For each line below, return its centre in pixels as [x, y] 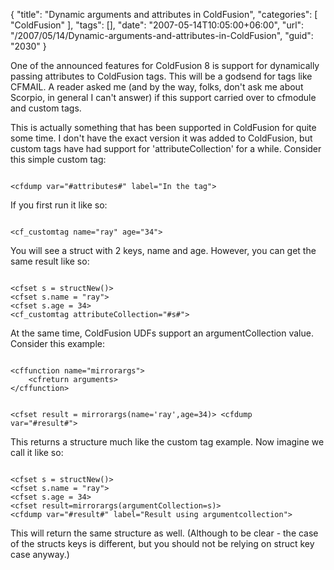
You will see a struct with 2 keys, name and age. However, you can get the [163, 250]
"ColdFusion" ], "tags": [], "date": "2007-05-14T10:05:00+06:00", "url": [157, 25]
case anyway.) [40, 554]
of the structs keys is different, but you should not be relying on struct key [162, 543]
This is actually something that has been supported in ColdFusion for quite [163, 127]
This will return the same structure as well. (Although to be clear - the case [164, 533]
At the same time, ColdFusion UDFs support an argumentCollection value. [162, 333]
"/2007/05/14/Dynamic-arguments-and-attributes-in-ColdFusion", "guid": [162, 35]
